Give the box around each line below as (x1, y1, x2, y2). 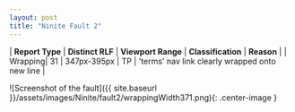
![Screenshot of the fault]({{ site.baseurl (9, 82, 157, 93)
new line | (9, 65, 46, 76)
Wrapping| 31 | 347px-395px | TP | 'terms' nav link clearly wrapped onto (9, 56, 276, 66)
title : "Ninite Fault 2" (9, 22, 102, 30)
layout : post (9, 13, 58, 22)
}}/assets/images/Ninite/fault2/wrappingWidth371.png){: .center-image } (9, 91, 278, 103)
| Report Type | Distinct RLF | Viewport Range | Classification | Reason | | (9, 46, 287, 56)
